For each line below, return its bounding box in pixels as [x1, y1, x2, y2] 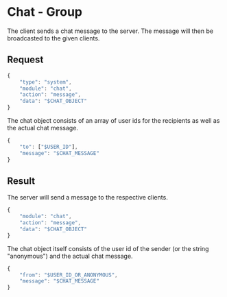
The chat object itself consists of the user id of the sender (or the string [7, 244, 209, 252]
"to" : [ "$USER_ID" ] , [19, 143, 78, 150]
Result [7, 175, 36, 187]
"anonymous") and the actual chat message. [7, 252, 133, 260]
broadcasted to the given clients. [7, 34, 100, 42]
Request [7, 54, 44, 66]
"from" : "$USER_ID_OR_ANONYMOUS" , [19, 272, 118, 278]
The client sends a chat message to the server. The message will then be [7, 27, 214, 35]
